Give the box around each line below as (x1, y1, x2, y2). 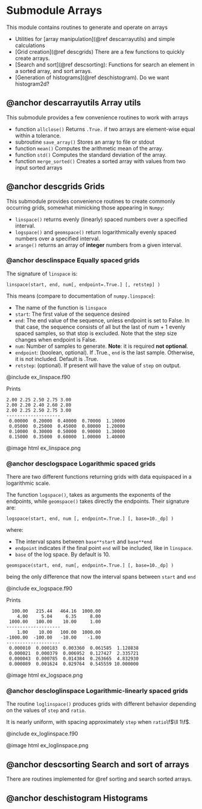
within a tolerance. (14, 132, 62, 139)
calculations (14, 42, 45, 49)
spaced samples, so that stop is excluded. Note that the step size (14, 330, 177, 337)
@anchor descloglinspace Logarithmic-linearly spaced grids (6, 686, 189, 695)
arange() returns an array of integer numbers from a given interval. (14, 241, 183, 248)
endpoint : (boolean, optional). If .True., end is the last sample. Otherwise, (14, 348, 195, 356)
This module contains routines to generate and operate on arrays (6, 24, 168, 31)
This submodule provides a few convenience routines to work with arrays (6, 114, 189, 121)
